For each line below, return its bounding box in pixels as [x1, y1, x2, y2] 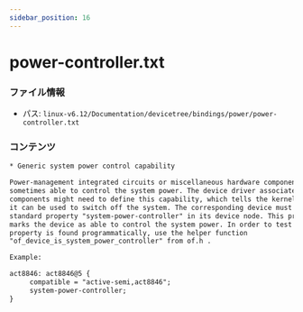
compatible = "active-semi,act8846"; [29, 278, 171, 287]
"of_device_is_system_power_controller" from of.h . [9, 236, 212, 246]
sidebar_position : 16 [9, 13, 91, 23]
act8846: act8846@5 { [9, 270, 91, 279]
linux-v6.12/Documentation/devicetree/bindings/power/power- [42, 110, 278, 119]
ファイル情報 [9, 86, 66, 98]
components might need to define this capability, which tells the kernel [9, 195, 297, 204]
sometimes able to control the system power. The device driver [9, 187, 256, 196]
